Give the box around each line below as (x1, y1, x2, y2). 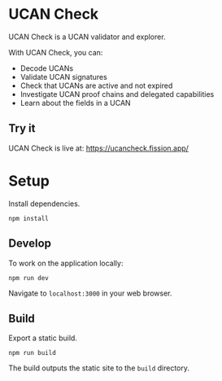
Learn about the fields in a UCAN (20, 98, 132, 107)
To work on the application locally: (8, 258, 124, 268)
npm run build (8, 349, 57, 357)
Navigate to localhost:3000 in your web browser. (8, 288, 172, 298)
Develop (8, 237, 51, 251)
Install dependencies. (8, 199, 81, 208)
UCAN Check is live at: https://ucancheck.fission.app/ (8, 143, 189, 153)
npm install (8, 214, 49, 222)
